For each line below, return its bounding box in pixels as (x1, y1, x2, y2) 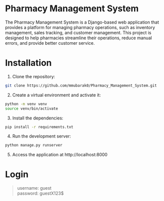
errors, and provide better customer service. (5, 40, 95, 46)
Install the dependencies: (12, 115, 64, 121)
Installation (5, 57, 52, 69)
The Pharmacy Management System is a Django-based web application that (5, 19, 160, 25)
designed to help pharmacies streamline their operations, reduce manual (5, 35, 152, 41)
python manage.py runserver (5, 143, 63, 148)
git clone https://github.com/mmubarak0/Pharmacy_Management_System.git (5, 83, 157, 88)
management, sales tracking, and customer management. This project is (5, 29, 151, 35)
